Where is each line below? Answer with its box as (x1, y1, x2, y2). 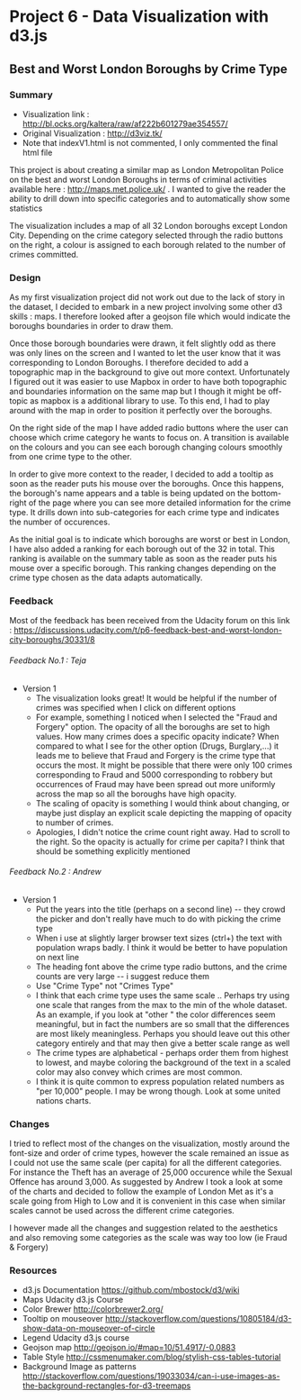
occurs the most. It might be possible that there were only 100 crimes (35, 759, 293, 770)
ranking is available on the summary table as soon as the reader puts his (9, 553, 278, 564)
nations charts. (35, 1095, 92, 1105)
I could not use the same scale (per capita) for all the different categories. (9, 1158, 282, 1168)
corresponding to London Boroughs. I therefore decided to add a (9, 358, 249, 368)
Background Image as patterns (22, 1361, 137, 1372)
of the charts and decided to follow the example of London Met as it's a (9, 1186, 274, 1197)
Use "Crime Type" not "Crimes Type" (35, 980, 173, 991)
